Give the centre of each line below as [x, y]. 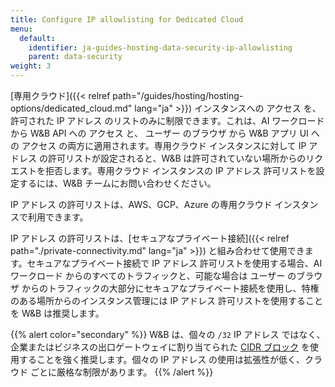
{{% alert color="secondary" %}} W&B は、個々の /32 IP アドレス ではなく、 [168, 334]
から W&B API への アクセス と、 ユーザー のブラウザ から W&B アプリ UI [159, 133]
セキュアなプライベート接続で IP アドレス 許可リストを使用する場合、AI [174, 263]
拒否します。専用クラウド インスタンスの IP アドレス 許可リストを [180, 170]
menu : [21, 29]
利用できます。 [58, 217]
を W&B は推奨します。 [57, 313]
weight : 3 [31, 66]
